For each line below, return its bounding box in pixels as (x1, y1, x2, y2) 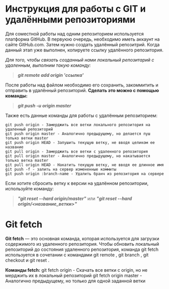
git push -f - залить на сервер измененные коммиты (5, 166, 116, 172)
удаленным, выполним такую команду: (5, 62, 91, 68)
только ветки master (5, 135, 49, 140)
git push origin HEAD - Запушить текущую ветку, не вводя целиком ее (5, 140, 155, 145)
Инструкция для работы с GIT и (5, 3, 146, 15)
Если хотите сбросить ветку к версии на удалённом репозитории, (5, 180, 149, 186)
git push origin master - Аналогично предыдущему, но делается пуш (5, 131, 151, 136)
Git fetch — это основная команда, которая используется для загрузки (5, 235, 159, 242)
